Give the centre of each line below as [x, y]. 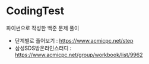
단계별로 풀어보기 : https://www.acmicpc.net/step [74, 40]
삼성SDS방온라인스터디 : [43, 48]
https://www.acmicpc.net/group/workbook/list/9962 [79, 55]
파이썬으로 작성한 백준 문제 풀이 [43, 28]
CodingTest [35, 11]
